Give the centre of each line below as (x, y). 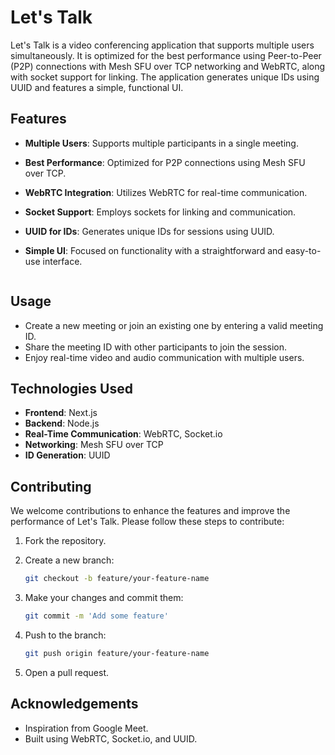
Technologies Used (71, 388)
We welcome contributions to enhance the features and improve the (150, 511)
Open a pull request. (67, 672)
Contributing (51, 486)
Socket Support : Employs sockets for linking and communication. (160, 212)
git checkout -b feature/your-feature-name (117, 579)
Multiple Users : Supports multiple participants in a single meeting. (161, 143)
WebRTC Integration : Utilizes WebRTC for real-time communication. (166, 192)
